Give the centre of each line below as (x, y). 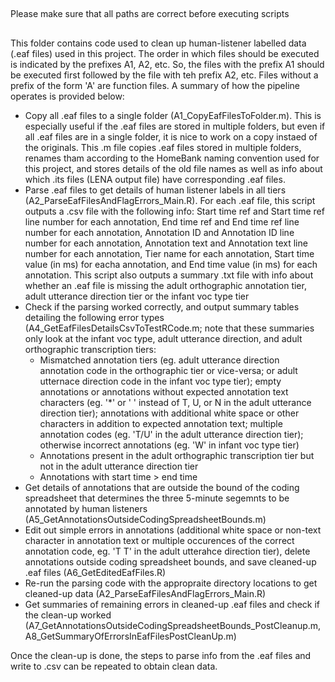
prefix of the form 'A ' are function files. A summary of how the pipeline (155, 85)
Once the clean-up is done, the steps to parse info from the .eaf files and (161, 655)
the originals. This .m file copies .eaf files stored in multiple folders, (163, 147)
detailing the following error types (94, 317)
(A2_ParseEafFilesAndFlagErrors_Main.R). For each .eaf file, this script (170, 200)
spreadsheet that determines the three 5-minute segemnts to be (157, 498)
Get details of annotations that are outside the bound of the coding (162, 487)
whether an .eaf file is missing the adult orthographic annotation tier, (165, 285)
